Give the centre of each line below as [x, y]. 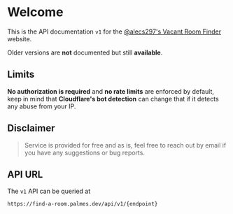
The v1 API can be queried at [49, 191]
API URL [25, 174]
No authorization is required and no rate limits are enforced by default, [111, 91]
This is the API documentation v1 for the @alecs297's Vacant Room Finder [114, 31]
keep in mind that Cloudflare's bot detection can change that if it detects [113, 99]
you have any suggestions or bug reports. [85, 152]
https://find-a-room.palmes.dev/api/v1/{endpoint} [83, 204]
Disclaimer [31, 128]
